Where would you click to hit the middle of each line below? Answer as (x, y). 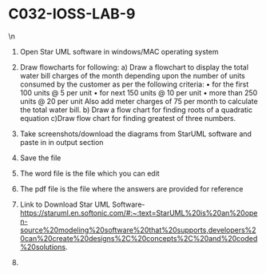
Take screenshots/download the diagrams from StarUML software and (135, 134)
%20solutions (43, 247)
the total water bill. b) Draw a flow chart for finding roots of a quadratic (136, 110)
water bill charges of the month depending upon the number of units (133, 75)
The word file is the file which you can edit (89, 173)
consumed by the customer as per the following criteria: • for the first (134, 84)
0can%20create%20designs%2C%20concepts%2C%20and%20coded (139, 238)
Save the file (40, 158)
